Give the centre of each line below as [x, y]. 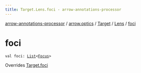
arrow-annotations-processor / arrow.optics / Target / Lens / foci [70, 23]
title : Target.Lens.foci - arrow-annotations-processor [63, 9]
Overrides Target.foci [26, 65]
